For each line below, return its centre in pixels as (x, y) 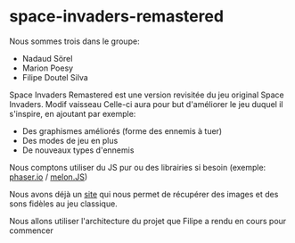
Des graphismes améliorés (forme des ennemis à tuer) (122, 130)
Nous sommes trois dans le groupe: (74, 41)
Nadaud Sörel (47, 58)
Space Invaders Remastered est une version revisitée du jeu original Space (147, 95)
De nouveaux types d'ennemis (78, 150)
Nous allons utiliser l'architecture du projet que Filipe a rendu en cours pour (148, 221)
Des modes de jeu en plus (70, 140)
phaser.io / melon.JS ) (49, 177)
